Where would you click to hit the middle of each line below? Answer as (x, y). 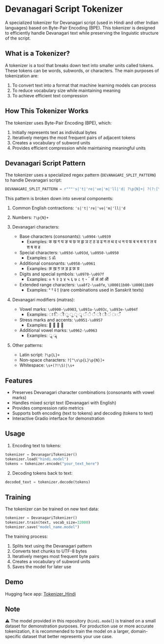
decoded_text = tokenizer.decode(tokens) (48, 482)
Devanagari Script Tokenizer (64, 9)
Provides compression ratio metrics (48, 408)
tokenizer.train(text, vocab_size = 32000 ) (48, 523)
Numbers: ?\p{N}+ (30, 218)
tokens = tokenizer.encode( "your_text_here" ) (52, 463)
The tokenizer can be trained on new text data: (52, 509)
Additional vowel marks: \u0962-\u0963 (58, 330)
